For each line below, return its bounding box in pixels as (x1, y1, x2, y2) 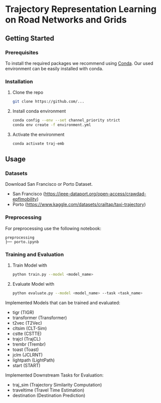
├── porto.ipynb (5, 239, 39, 244)
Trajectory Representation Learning (5, 3, 156, 15)
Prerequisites (5, 49, 38, 56)
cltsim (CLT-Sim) (12, 325, 47, 331)
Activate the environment (12, 131, 65, 137)
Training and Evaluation (5, 251, 64, 258)
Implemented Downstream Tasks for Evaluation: (5, 372, 104, 378)
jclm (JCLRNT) (12, 352, 43, 358)
